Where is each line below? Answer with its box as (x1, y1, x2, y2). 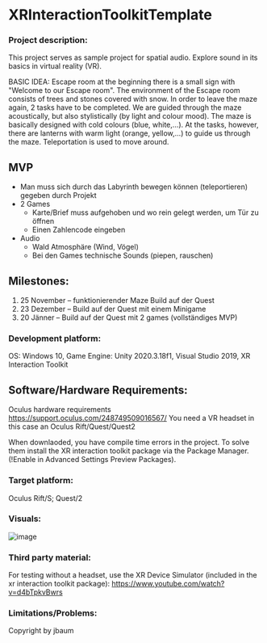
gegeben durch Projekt (19, 191, 97, 200)
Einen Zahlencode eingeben (31, 225, 126, 235)
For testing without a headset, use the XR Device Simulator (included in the (8, 570, 257, 580)
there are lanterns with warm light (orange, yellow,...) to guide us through (8, 128, 251, 138)
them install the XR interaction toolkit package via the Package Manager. (8, 446, 249, 456)
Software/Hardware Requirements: (8, 383, 188, 397)
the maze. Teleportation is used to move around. (8, 137, 169, 147)
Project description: (8, 35, 88, 46)
